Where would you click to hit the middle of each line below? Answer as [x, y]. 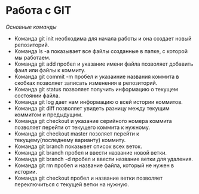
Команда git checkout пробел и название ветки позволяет [88, 178]
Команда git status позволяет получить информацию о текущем [96, 89]
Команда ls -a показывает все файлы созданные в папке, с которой [101, 51]
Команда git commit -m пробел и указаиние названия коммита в [97, 76]
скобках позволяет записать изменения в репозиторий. [86, 83]
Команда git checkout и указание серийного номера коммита [93, 121]
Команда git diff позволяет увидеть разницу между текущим [92, 108]
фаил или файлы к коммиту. [50, 70]
